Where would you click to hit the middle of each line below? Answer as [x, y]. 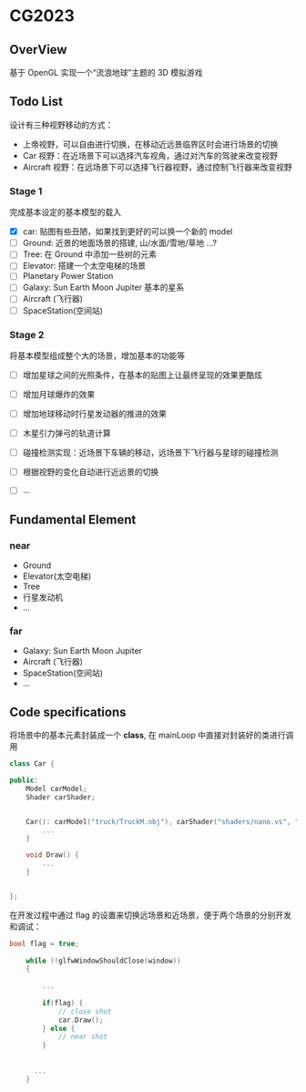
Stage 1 [26, 191]
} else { [59, 1028]
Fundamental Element [73, 519]
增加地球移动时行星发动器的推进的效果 [94, 414]
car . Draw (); [81, 1020]
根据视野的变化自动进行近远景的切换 [91, 472]
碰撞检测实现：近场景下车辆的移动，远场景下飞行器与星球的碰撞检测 [150, 453]
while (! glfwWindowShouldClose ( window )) [103, 961]
